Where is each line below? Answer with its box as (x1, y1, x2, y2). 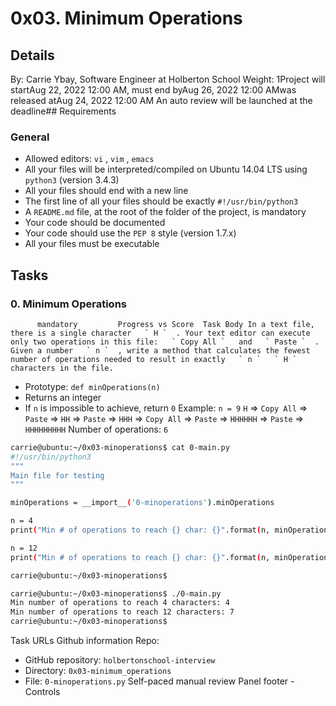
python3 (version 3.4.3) (24, 174, 120, 186)
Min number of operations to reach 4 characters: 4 (10, 598, 230, 608)
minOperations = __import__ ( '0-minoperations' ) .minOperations (10, 498, 275, 508)
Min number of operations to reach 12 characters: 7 (10, 607, 235, 617)
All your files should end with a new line (24, 185, 189, 197)
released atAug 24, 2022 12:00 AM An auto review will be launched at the (10, 95, 313, 106)
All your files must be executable (24, 238, 160, 250)
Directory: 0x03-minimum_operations (24, 665, 172, 677)
